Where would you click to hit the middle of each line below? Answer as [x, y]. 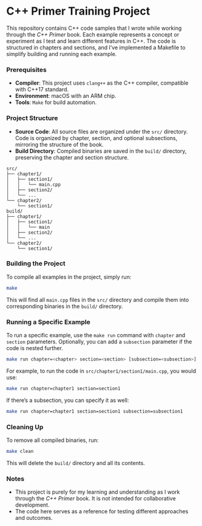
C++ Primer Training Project [78, 11]
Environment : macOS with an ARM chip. [66, 96]
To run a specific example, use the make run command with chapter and [96, 335]
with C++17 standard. [42, 89]
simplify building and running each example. [62, 54]
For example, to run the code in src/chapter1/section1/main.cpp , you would [101, 371]
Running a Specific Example [49, 322]
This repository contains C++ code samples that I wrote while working [94, 28]
